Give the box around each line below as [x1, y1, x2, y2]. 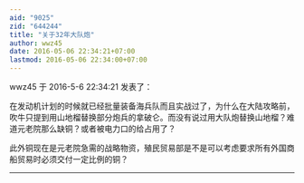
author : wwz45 [9, 38, 63, 48]
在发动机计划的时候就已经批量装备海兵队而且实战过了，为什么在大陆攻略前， [9, 101, 295, 111]
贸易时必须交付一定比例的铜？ [16, 154, 128, 164]
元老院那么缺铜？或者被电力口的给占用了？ [16, 123, 176, 134]
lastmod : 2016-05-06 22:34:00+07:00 [9, 55, 147, 64]
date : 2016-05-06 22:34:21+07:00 [9, 47, 136, 56]
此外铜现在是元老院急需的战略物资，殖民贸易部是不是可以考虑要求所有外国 [9, 142, 287, 153]
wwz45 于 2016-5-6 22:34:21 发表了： [9, 82, 153, 91]
